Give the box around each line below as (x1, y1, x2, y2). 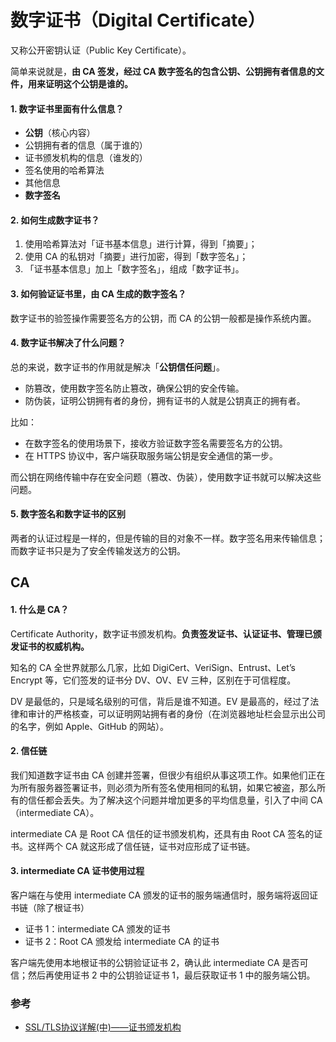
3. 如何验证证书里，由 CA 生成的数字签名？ (10, 287, 187, 300)
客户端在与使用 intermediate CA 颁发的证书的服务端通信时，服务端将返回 (10, 889, 310, 901)
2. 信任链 (10, 745, 48, 757)
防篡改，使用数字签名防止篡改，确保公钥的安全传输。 (24, 382, 245, 394)
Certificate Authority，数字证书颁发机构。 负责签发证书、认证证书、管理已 (10, 627, 313, 640)
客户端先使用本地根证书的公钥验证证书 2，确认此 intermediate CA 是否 (10, 956, 300, 968)
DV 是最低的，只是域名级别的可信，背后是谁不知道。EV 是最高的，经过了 (10, 695, 311, 707)
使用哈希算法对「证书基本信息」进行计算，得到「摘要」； (24, 238, 258, 250)
